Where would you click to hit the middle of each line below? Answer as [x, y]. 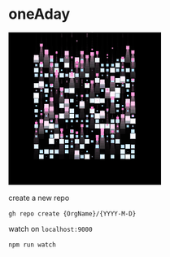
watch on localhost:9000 [50, 229]
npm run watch [33, 245]
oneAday [39, 14]
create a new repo [39, 198]
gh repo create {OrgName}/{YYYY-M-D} [72, 213]
